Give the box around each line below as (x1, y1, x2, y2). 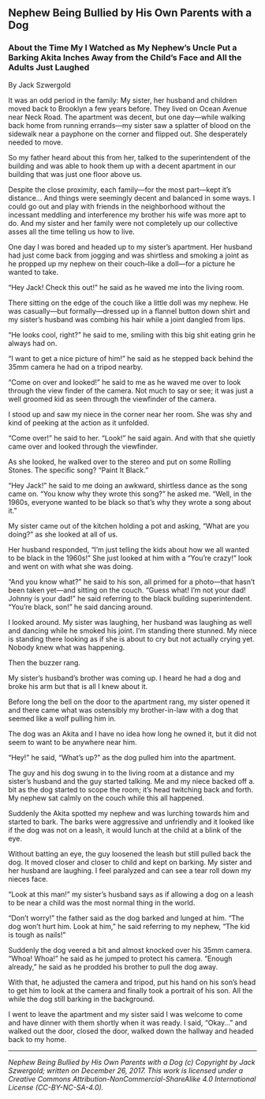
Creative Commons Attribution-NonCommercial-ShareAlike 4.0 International (8, 1074, 256, 1083)
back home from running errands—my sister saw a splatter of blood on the (8, 120, 251, 130)
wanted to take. (8, 267, 59, 277)
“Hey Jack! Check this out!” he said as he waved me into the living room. (8, 282, 244, 292)
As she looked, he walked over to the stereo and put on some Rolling (8, 457, 231, 466)
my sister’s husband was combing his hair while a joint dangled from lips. (8, 314, 246, 324)
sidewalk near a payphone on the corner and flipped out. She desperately (8, 129, 248, 138)
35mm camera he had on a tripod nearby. (8, 362, 144, 371)
